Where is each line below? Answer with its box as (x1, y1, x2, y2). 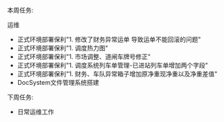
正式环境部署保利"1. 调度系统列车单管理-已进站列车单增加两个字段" (17, 61, 208, 69)
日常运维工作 (17, 108, 54, 116)
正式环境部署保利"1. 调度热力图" (17, 44, 109, 52)
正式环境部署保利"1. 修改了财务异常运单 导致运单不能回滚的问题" (17, 35, 201, 43)
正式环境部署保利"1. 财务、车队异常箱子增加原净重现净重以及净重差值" (17, 70, 218, 78)
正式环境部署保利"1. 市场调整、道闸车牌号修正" (17, 52, 151, 61)
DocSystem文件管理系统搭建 (17, 79, 99, 86)
